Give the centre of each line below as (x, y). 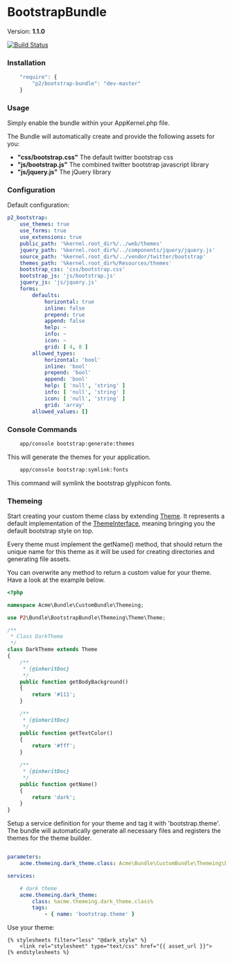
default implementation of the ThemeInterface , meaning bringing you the (111, 523)
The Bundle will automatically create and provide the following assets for (111, 137)
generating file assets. (39, 559)
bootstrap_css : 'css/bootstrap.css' (73, 269)
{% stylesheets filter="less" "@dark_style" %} (77, 940)
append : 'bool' (66, 379)
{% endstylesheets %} (38, 953)
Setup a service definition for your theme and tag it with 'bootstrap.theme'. (114, 823)
